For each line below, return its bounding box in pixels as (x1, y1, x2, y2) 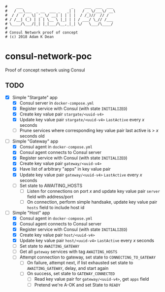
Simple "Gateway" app (12, 138, 59, 145)
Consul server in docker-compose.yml (19, 100, 94, 106)
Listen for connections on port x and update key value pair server (27, 188, 160, 194)
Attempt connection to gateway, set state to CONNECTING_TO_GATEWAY (19, 254, 156, 260)
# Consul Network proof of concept (5, 30, 78, 35)
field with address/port (27, 193, 73, 199)
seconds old (19, 133, 45, 139)
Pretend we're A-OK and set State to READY (34, 282, 121, 288)
